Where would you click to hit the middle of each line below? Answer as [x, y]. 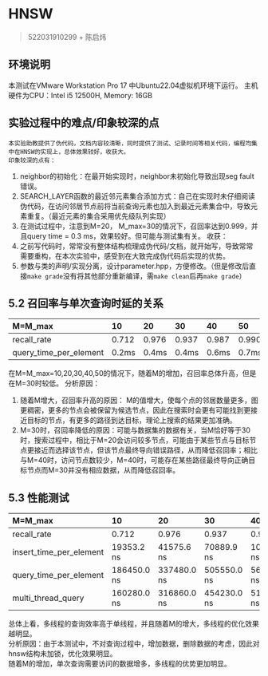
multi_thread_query [48, 598]
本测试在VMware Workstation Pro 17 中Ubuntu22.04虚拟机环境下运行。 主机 [133, 85]
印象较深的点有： [32, 160]
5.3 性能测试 [39, 498]
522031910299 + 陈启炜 [67, 37]
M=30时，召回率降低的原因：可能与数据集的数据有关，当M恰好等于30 [135, 430]
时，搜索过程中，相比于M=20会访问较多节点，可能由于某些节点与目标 [134, 441]
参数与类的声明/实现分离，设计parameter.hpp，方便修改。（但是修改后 [134, 266]
